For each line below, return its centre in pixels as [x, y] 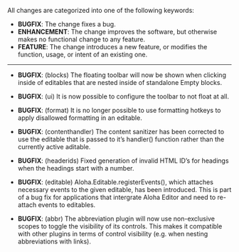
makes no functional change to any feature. [81, 39]
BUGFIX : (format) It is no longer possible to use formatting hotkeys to [119, 110]
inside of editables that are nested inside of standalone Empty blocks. [120, 82]
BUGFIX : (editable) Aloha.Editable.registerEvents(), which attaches [115, 182]
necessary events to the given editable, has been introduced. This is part [124, 190]
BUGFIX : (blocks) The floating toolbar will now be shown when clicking [122, 75]
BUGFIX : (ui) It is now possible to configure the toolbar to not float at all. [123, 96]
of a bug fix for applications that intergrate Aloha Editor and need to [117, 197]
